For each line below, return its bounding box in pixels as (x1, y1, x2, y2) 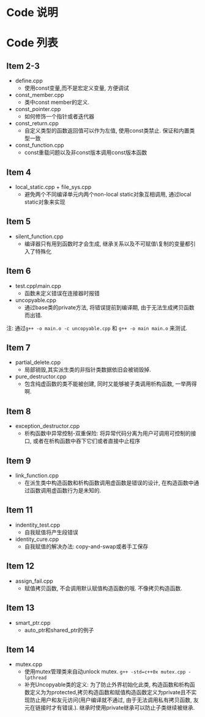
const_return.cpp (15, 120, 59, 127)
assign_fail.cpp (15, 577, 53, 584)
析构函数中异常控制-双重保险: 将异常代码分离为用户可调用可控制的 (24, 430, 192, 437)
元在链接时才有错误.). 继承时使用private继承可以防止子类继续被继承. (24, 704, 195, 711)
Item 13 (6, 603, 35, 613)
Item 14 (6, 644, 35, 654)
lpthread (24, 675, 47, 681)
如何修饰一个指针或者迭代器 (24, 113, 95, 120)
